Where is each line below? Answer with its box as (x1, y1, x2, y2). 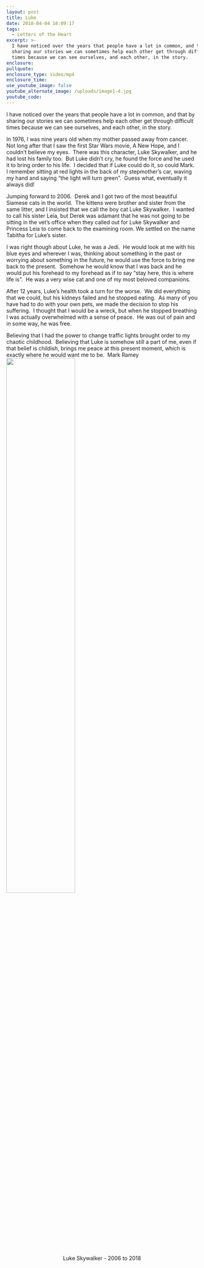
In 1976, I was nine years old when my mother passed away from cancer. (6, 135, 188, 143)
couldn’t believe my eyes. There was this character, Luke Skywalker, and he (6, 148, 197, 155)
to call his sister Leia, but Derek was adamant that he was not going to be (6, 212, 190, 219)
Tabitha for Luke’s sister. (6, 231, 67, 238)
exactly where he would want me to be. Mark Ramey (6, 351, 139, 358)
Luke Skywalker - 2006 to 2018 (63, 1254, 141, 1262)
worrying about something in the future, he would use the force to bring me (6, 256, 195, 263)
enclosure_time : (6, 77, 47, 83)
